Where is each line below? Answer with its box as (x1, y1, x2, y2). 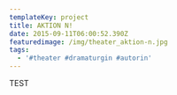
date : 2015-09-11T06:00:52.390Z (9, 29, 128, 38)
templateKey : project (9, 12, 89, 22)
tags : (9, 46, 29, 55)
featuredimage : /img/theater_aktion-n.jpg (9, 37, 168, 47)
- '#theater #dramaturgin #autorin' (17, 54, 152, 62)
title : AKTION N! (9, 21, 73, 30)
